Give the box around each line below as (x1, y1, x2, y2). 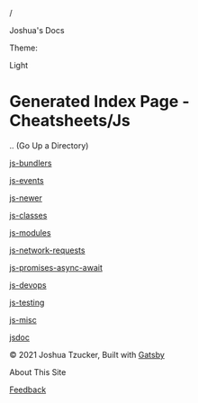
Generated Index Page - (9, 92, 191, 112)
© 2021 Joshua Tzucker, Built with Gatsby (9, 349, 165, 360)
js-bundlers (9, 157, 52, 168)
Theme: (9, 42, 38, 53)
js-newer (9, 193, 43, 203)
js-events (9, 175, 44, 185)
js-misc (9, 314, 38, 325)
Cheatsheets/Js (9, 111, 130, 131)
